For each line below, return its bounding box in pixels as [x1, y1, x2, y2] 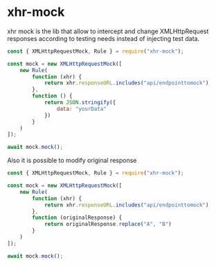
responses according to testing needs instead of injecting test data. [7, 34, 199, 42]
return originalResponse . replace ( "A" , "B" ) [44, 221, 172, 228]
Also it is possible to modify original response [7, 157, 137, 165]
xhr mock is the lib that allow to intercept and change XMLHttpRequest [7, 27, 209, 35]
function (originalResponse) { [32, 214, 123, 222]
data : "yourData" [56, 105, 107, 112]
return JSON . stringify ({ [44, 99, 116, 106]
